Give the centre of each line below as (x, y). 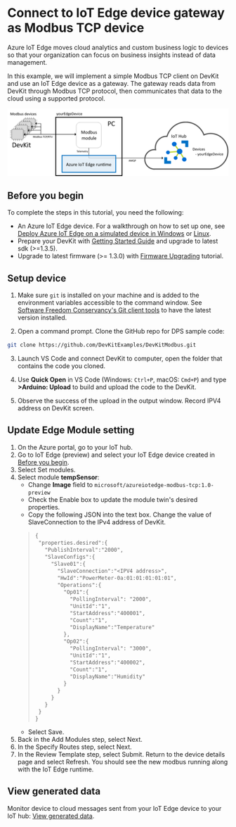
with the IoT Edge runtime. (55, 769)
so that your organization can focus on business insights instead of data (112, 55)
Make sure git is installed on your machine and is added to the (108, 295)
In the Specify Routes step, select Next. (74, 747)
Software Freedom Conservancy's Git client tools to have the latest (114, 310)
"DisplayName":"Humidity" (108, 676)
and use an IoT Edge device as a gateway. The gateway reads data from (112, 83)
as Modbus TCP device (76, 28)
